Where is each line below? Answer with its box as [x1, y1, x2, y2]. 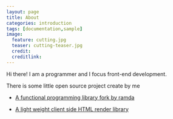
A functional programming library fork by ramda [15, 94, 135, 101]
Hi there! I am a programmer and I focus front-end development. [6, 70, 167, 77]
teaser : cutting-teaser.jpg [12, 43, 83, 49]
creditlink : [12, 54, 42, 60]
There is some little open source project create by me [6, 82, 140, 89]
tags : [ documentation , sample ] [6, 25, 83, 32]
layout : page [6, 8, 39, 15]
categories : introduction [6, 20, 72, 26]
